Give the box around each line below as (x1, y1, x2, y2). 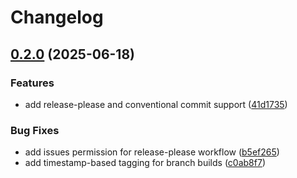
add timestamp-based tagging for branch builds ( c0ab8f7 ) (24, 157, 266, 169)
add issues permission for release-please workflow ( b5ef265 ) (24, 146, 280, 158)
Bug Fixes (10, 123, 60, 137)
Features (10, 76, 55, 90)
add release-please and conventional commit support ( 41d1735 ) (24, 98, 288, 110)
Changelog (10, 6, 104, 29)
